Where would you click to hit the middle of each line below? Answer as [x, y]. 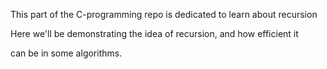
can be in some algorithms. [66, 53]
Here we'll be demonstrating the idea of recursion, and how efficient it [154, 33]
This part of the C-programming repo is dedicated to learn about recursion [164, 14]
